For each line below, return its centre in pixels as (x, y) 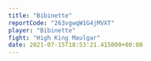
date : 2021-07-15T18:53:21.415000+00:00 (76, 45)
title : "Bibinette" (40, 15)
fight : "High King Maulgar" (55, 38)
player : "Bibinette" (42, 30)
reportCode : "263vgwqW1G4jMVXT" (61, 23)
